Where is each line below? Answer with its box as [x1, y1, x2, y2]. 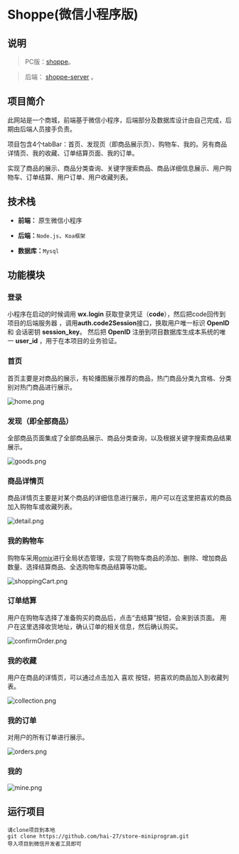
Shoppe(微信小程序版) [7, 6, 139, 23]
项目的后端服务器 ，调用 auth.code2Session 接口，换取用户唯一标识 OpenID [7, 319, 230, 327]
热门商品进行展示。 [19, 382, 76, 391]
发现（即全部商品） [7, 416, 73, 426]
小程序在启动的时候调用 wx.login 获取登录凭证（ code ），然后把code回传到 [7, 310, 226, 318]
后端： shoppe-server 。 [24, 73, 97, 81]
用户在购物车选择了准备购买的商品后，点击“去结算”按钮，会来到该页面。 [7, 613, 219, 621]
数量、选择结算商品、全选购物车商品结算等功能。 [7, 562, 151, 571]
